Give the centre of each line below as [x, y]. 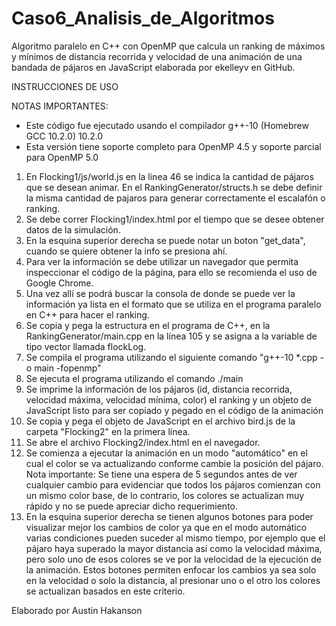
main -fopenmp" [68, 368]
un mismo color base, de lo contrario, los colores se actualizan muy [165, 495]
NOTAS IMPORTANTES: [60, 106]
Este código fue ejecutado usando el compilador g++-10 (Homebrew [167, 125]
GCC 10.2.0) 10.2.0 [64, 136]
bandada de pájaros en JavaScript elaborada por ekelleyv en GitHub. [153, 67]
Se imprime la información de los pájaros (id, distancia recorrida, [159, 389]
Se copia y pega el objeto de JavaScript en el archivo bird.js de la [160, 421]
